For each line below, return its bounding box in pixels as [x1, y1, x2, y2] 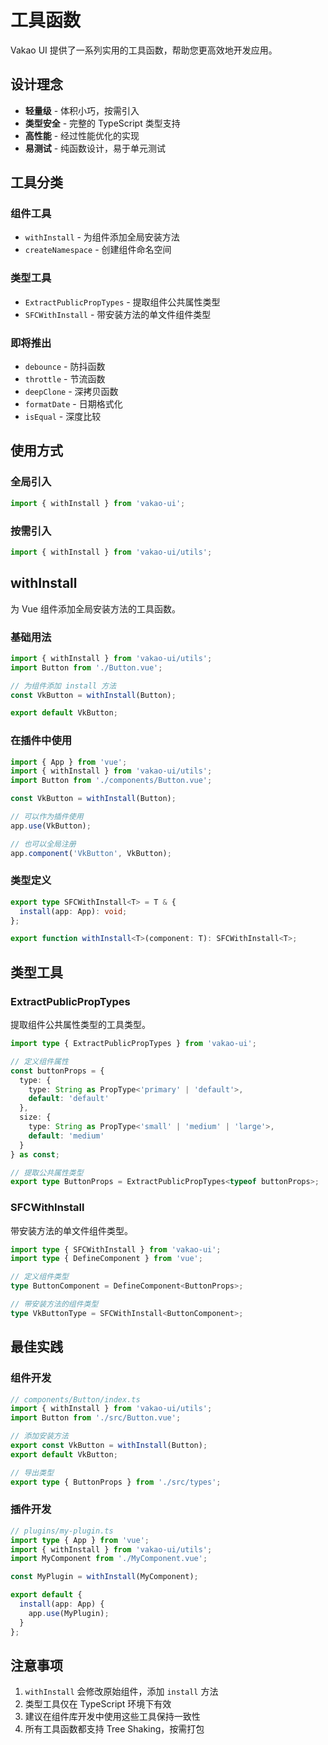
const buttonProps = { [10, 1066, 105, 1076]
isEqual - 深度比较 [24, 411, 102, 423]
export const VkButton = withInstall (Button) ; [10, 1441, 208, 1451]
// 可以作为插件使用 [10, 812, 84, 822]
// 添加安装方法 [10, 1431, 69, 1441]
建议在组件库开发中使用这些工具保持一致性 [24, 1711, 201, 1723]
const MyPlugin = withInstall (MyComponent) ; [10, 1572, 199, 1582]
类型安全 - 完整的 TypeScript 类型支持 [24, 117, 181, 129]
